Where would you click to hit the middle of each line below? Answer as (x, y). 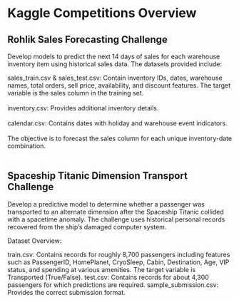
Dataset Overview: (35, 241)
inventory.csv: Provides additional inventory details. (83, 108)
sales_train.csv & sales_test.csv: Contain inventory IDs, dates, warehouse (115, 78)
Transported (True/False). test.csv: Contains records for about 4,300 (108, 277)
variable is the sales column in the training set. (76, 93)
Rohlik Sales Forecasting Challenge (87, 40)
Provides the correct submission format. (67, 292)
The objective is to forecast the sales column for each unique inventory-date (120, 138)
